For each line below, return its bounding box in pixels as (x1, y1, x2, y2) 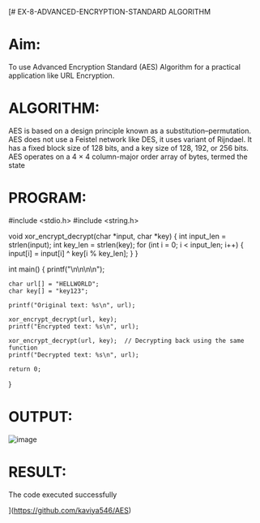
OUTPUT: (8, 408, 73, 426)
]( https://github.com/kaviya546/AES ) (8, 505, 132, 515)
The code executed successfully (8, 490, 117, 499)
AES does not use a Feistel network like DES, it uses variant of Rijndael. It (8, 134, 253, 144)
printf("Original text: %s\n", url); (8, 301, 136, 309)
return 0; (8, 365, 42, 373)
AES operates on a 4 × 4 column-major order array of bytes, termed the (8, 152, 249, 161)
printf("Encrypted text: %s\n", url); (8, 322, 139, 331)
